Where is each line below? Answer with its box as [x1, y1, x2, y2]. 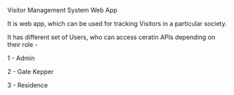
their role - [7, 41, 38, 48]
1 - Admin [7, 54, 35, 62]
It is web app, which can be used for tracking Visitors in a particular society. [7, 20, 227, 27]
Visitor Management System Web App [7, 6, 118, 14]
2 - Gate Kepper [7, 68, 54, 75]
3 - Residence [7, 81, 48, 89]
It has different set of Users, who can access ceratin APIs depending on [7, 33, 216, 41]
